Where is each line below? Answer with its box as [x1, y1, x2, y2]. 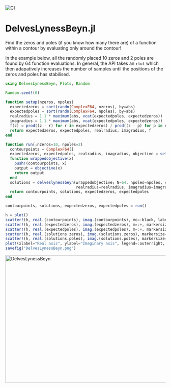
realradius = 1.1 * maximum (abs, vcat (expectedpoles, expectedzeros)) [10, 114, 163, 119]
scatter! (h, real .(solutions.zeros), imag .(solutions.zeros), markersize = [5, 231, 167, 237]
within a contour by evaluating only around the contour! [5, 45, 122, 51]
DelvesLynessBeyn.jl [5, 23, 96, 34]
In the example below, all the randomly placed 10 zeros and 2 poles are [5, 55, 154, 61]
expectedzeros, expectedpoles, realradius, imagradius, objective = [10, 151, 158, 157]
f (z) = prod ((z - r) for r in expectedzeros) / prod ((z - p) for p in [10, 123, 163, 129]
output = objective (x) [14, 166, 63, 171]
